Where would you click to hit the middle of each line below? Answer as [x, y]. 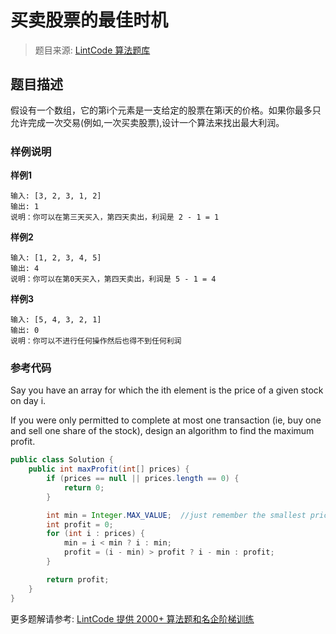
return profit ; [78, 579]
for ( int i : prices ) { [95, 534]
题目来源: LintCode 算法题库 [92, 50]
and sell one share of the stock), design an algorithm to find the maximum [162, 431]
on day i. [28, 401]
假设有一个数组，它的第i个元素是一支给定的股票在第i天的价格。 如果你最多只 [166, 110]
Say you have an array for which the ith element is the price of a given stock [167, 390]
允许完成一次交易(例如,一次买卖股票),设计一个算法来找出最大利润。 [147, 122]
